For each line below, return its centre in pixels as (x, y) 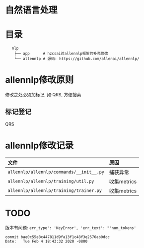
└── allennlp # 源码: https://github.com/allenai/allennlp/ (77, 59)
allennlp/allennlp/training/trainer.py (55, 190)
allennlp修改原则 (39, 80)
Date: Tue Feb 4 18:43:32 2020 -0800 (46, 241)
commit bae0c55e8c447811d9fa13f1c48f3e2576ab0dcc (58, 237)
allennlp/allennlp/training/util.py (51, 181)
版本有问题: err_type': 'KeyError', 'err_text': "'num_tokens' (71, 227)
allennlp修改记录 (39, 146)
